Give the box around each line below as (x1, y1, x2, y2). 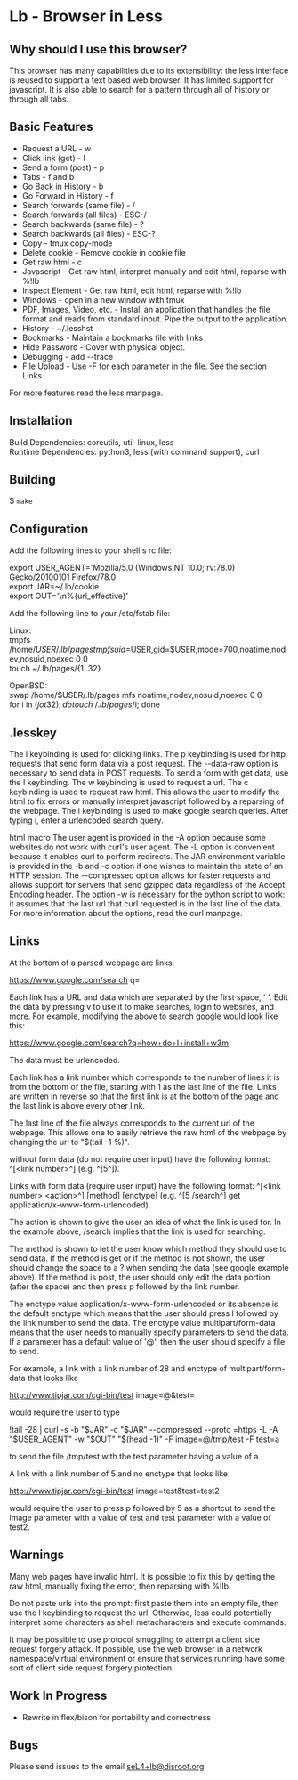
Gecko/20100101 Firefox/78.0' (9, 572, 118, 582)
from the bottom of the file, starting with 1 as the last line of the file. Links (9, 1081, 278, 1092)
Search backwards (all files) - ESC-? (21, 228, 156, 239)
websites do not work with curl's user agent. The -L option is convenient (9, 841, 276, 852)
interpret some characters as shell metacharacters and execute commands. (9, 1616, 286, 1627)
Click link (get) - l (21, 152, 86, 163)
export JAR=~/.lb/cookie (9, 581, 100, 592)
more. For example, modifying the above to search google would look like (9, 1011, 278, 1021)
